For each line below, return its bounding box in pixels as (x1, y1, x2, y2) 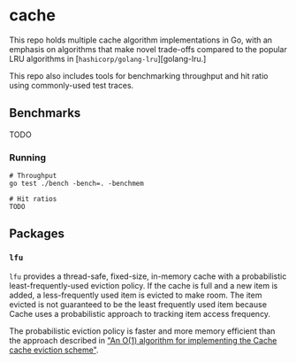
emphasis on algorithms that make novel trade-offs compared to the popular (9, 43, 287, 54)
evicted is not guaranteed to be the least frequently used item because (9, 298, 268, 310)
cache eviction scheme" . (9, 344, 99, 355)
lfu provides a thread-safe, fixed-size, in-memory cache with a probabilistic (9, 271, 287, 282)
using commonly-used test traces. (9, 80, 134, 90)
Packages (9, 227, 65, 242)
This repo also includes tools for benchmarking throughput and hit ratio (9, 70, 269, 81)
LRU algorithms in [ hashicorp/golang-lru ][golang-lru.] (9, 53, 207, 64)
